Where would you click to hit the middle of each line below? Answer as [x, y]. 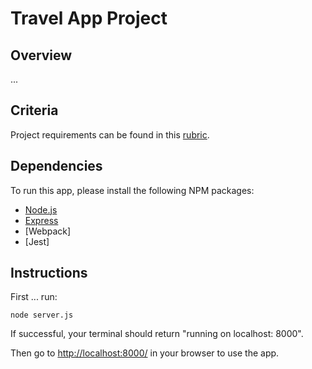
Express [41, 220]
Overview [41, 55]
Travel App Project [89, 18]
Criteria [34, 110]
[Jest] [37, 241]
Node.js [41, 209]
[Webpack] [48, 231]
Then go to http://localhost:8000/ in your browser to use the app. [145, 353]
